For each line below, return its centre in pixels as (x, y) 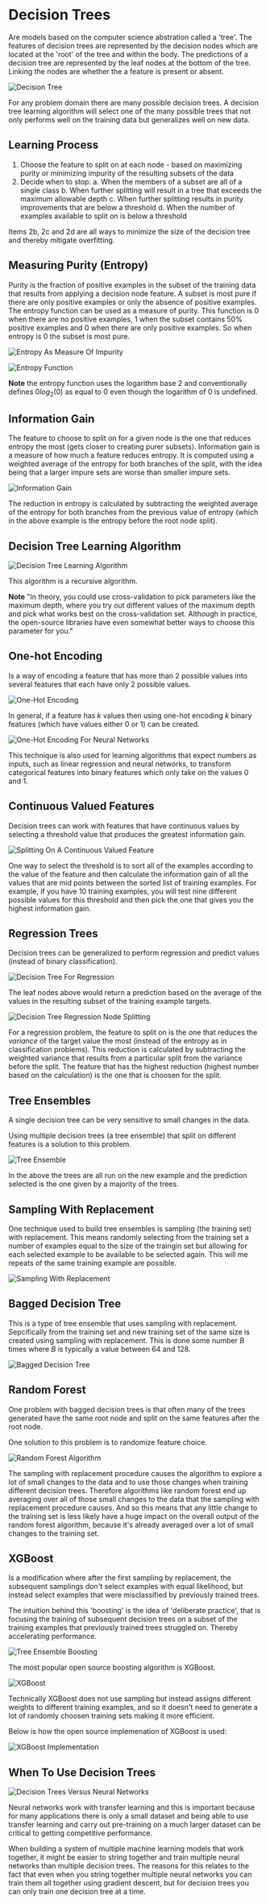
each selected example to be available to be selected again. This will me (128, 1255)
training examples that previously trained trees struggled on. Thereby (123, 1628)
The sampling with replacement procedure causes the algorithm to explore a (135, 1473)
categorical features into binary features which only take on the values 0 (129, 772)
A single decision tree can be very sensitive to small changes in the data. (129, 1120)
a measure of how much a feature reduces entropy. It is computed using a (131, 455)
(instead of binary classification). (63, 961)
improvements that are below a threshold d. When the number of (127, 207)
